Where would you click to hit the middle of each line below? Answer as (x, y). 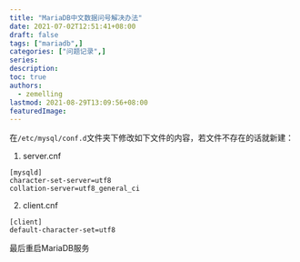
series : (24, 60)
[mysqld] (26, 173)
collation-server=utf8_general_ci (75, 189)
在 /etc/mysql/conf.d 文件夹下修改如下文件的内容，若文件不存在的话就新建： (151, 138)
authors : (26, 86)
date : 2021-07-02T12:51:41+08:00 (73, 26)
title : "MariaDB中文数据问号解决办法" (76, 18)
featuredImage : (38, 111)
